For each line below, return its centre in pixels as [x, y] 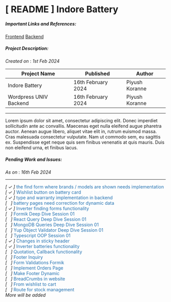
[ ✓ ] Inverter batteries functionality [42, 246]
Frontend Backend [25, 37]
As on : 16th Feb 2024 [28, 172]
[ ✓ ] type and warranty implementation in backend [59, 198]
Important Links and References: [41, 23]
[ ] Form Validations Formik [35, 263]
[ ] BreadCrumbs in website [35, 279]
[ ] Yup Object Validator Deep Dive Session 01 [54, 230]
